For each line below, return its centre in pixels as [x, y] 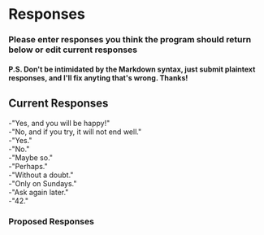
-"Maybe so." [31, 157]
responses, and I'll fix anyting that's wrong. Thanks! [98, 77]
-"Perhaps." [28, 166]
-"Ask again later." [39, 192]
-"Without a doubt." [41, 175]
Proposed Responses [52, 222]
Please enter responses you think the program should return [130, 40]
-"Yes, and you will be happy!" [59, 123]
